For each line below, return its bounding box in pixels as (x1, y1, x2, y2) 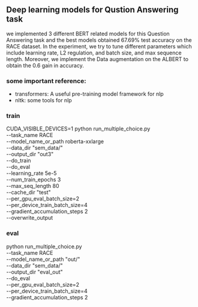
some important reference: (6, 77, 86, 85)
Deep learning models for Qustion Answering (6, 5, 179, 15)
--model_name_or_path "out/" (6, 256, 80, 263)
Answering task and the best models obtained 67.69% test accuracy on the (6, 36, 192, 44)
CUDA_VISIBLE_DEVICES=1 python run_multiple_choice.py (6, 125, 151, 132)
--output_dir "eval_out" (6, 268, 63, 275)
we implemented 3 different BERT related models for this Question (6, 30, 170, 37)
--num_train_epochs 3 (6, 176, 61, 183)
